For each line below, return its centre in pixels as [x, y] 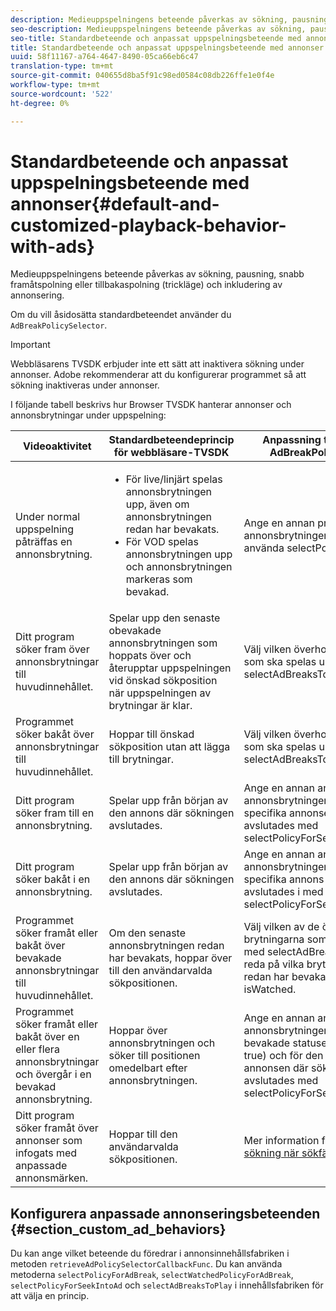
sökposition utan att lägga [169, 747]
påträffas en [44, 542]
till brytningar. [141, 759]
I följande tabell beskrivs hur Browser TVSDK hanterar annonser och [151, 405]
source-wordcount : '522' [62, 94]
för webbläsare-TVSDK [171, 453]
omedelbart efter [148, 1068]
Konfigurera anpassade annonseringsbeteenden [165, 1213]
